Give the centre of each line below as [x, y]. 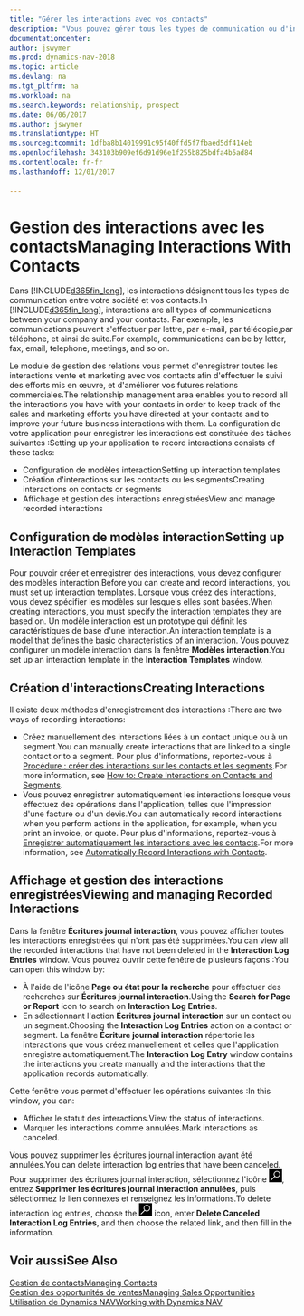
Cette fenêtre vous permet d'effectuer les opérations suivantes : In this [140, 1091]
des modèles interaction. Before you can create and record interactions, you [150, 583]
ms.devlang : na [38, 77]
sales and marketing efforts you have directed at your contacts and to [139, 414]
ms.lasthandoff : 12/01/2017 [62, 172]
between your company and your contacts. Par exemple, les [121, 319]
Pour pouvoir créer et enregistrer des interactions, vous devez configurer [146, 573]
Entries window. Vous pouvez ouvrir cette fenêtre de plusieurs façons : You [149, 959]
